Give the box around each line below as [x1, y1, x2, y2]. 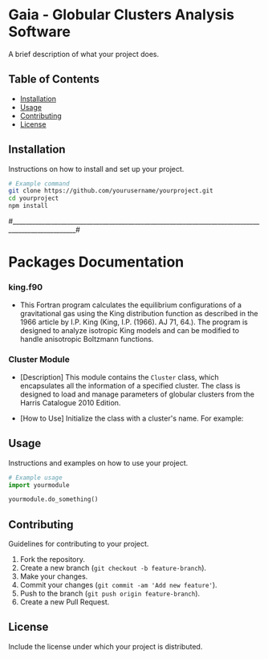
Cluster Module [8, 354, 70, 365]
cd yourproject [8, 194, 59, 202]
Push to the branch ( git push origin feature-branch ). [19, 588, 201, 599]
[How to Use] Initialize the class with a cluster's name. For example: [19, 413, 244, 423]
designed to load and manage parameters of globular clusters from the [19, 389, 255, 399]
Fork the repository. [19, 555, 86, 564]
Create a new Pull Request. [19, 597, 110, 607]
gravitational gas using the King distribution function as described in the [19, 308, 258, 318]
